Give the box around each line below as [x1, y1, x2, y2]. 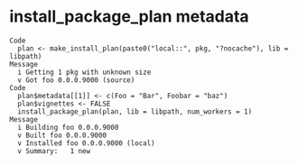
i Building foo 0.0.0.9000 [17, 123, 119, 132]
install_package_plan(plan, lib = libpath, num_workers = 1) [17, 106, 253, 116]
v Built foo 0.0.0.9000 [17, 131, 107, 140]
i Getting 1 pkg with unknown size [17, 68, 152, 77]
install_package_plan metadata [9, 6, 250, 27]
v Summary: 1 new [17, 146, 91, 155]
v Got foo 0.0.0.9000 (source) [17, 75, 135, 85]
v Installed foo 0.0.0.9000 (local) [17, 138, 155, 148]
